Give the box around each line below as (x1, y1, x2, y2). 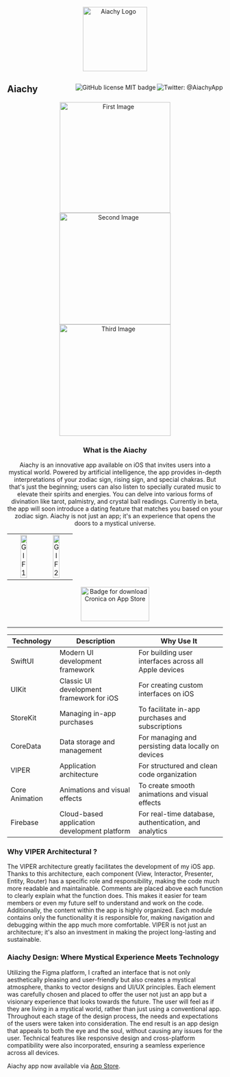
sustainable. (7, 936, 42, 944)
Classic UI (59, 676, 92, 686)
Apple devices (138, 665, 185, 675)
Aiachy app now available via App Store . (7, 1061, 121, 1070)
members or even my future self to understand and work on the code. (7, 899, 204, 907)
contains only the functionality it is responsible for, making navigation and (7, 914, 215, 922)
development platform (59, 826, 131, 836)
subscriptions (138, 721, 183, 731)
